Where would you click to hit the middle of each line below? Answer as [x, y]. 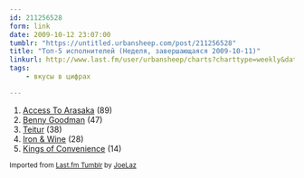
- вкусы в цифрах [58, 77]
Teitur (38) [42, 129]
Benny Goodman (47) [62, 119]
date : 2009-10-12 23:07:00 [60, 34]
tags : [19, 69]
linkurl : [26, 60]
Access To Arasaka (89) [67, 110]
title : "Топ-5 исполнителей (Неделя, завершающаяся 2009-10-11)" [135, 52]
